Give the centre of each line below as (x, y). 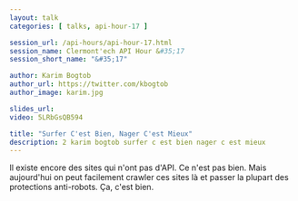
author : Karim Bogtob (50, 76)
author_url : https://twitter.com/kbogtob (89, 84)
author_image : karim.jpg (56, 92)
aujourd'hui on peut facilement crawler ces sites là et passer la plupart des (149, 177)
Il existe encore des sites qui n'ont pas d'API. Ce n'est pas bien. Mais (138, 167)
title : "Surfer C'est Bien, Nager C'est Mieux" (101, 134)
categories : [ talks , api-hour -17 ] (79, 26)
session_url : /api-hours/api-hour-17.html (91, 43)
